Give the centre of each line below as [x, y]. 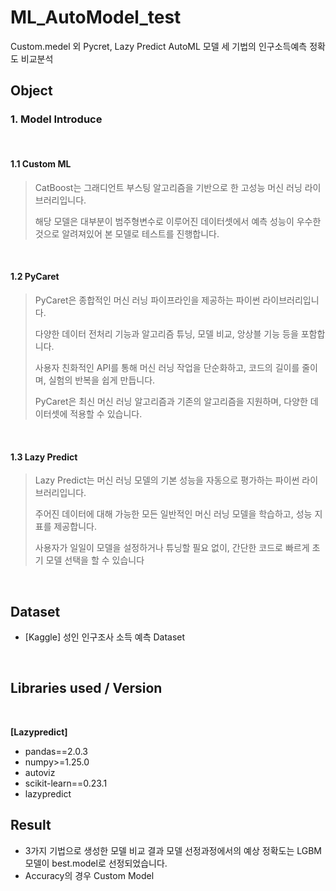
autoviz [40, 772]
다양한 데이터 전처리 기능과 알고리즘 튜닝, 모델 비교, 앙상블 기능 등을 [166, 334]
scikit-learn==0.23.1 [66, 783]
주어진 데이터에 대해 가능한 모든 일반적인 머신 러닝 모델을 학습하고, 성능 [173, 514]
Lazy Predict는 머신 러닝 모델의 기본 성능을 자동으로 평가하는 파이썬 [167, 480]
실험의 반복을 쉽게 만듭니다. [102, 380]
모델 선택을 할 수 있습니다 [95, 560]
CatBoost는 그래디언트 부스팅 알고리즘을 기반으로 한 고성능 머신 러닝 [168, 187]
